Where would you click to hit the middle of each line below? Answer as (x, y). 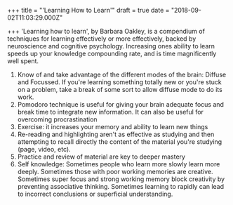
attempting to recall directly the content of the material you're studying (120, 142)
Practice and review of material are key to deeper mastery (101, 157)
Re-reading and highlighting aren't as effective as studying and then (116, 134)
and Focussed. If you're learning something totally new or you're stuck (120, 82)
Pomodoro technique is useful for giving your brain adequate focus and (121, 104)
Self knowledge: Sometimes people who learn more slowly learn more (119, 164)
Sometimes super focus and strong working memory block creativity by (121, 179)
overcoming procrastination (57, 119)
